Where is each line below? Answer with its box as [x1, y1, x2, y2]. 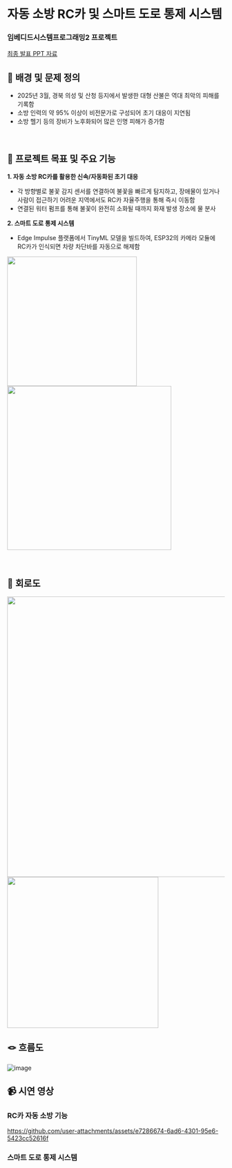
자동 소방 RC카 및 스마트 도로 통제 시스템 [7, 6, 222, 22]
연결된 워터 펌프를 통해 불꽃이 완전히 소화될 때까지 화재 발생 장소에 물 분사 [17, 204, 216, 213]
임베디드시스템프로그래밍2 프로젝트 [7, 32, 117, 42]
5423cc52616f [7, 1134, 49, 1142]
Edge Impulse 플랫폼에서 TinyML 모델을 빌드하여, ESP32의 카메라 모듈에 [17, 234, 216, 242]
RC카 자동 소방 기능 [7, 1111, 68, 1120]
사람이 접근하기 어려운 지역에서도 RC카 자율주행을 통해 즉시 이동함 [17, 196, 195, 204]
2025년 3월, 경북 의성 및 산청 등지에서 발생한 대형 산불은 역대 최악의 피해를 [17, 91, 220, 100]
